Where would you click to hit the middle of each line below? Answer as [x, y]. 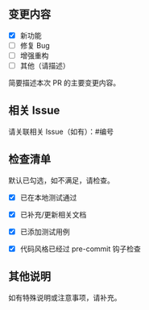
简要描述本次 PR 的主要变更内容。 [64, 83]
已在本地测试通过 [48, 197]
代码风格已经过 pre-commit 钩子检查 [80, 249]
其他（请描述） [45, 66]
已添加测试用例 [45, 231]
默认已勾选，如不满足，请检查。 [61, 180]
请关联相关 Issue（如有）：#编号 [61, 131]
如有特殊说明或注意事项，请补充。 [65, 297]
